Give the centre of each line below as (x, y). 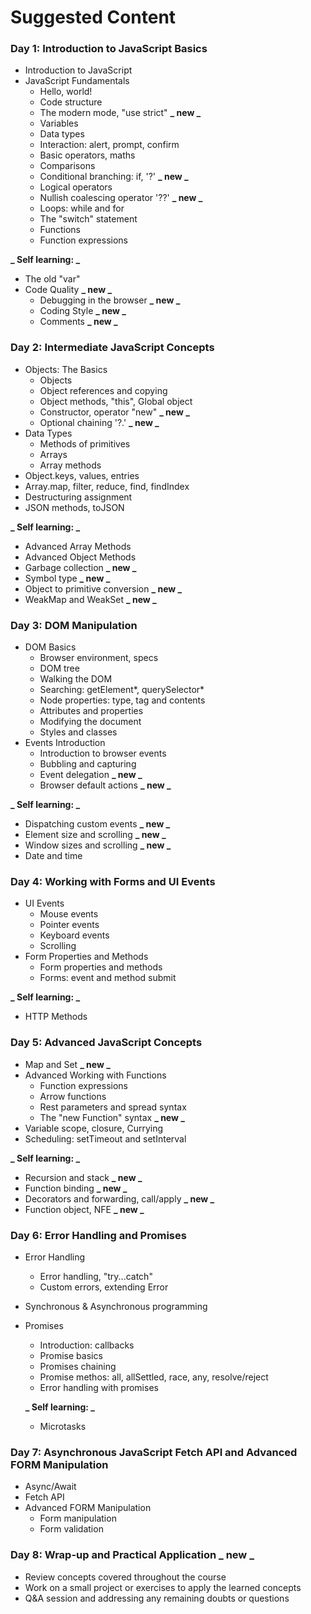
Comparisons (67, 166)
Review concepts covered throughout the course (125, 1577)
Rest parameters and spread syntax (113, 1107)
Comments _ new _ (78, 322)
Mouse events (69, 914)
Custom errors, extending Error (104, 1287)
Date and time (53, 856)
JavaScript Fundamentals (77, 81)
